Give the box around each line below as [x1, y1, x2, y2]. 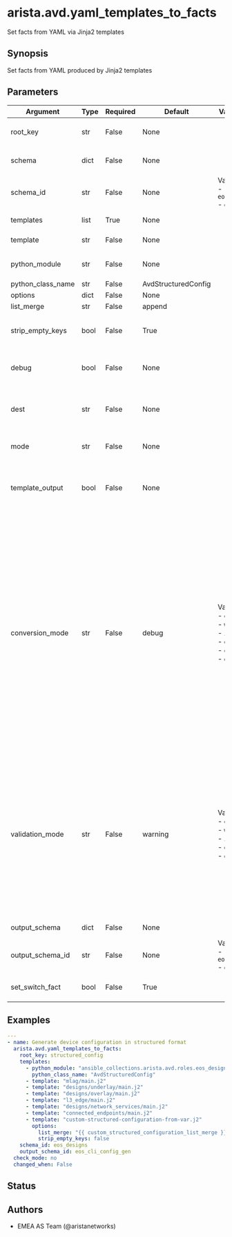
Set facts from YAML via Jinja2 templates [7, 28, 124, 36]
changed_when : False [13, 1161, 72, 1168]
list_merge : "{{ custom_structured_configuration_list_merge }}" [37, 1129, 230, 1136]
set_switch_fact [10, 982, 61, 992]
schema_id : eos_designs [19, 1142, 88, 1149]
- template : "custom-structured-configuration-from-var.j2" [25, 1116, 202, 1123]
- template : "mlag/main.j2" [25, 1077, 107, 1084]
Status [7, 1180, 37, 1192]
